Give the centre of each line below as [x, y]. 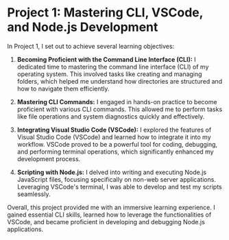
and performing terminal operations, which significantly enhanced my [115, 152]
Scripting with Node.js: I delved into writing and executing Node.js [112, 172]
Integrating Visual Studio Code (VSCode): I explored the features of [114, 130]
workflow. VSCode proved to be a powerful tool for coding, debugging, [117, 144]
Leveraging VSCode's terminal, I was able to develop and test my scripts [119, 187]
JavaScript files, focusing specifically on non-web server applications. [116, 179]
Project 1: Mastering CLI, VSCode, [105, 13]
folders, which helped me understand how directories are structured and [120, 81]
